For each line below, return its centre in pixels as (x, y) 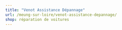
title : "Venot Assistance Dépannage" (45, 10)
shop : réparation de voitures (37, 19)
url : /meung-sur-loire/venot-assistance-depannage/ (61, 15)
